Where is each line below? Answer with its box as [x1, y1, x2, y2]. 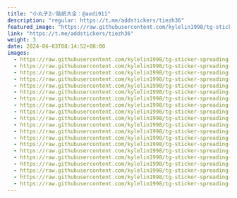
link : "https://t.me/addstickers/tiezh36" [7, 29, 134, 37]
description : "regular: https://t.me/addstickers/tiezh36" [7, 17, 185, 24]
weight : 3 [7, 37, 37, 44]
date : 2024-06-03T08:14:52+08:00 [7, 43, 106, 50]
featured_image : [7, 23, 55, 30]
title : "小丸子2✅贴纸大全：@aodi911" [7, 10, 111, 18]
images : [7, 50, 30, 57]
